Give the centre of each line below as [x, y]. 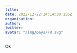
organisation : [20, 19]
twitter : [14, 28]
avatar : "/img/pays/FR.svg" [34, 32]
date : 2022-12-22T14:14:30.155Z [38, 14]
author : [13, 23]
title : [12, 10]
